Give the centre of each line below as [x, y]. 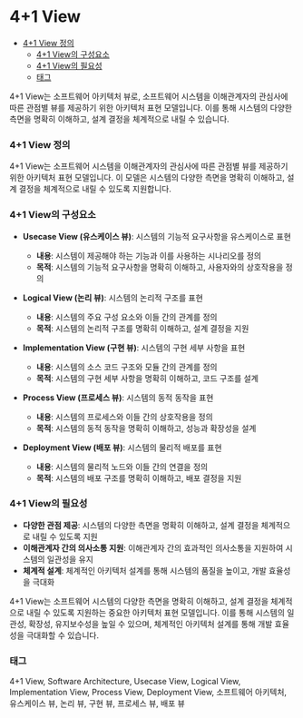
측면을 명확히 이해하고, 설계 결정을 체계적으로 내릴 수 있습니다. [119, 119]
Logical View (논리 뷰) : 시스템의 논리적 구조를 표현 [113, 298]
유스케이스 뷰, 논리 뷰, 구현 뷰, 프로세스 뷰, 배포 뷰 [98, 703]
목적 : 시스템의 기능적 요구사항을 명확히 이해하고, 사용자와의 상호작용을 [160, 267]
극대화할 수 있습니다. [63, 635]
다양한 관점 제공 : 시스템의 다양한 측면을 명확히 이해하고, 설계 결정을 [141, 525]
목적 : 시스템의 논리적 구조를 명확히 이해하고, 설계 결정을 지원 [142, 328]
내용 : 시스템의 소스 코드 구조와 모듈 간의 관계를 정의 [127, 367]
